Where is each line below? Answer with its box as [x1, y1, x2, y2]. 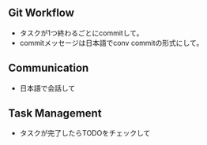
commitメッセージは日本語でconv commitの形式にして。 [19, 38, 204, 47]
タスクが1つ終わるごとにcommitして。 [19, 28, 144, 38]
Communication [8, 61, 89, 75]
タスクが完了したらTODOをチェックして [19, 128, 151, 138]
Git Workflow [8, 6, 75, 20]
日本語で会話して [19, 83, 76, 93]
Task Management [8, 106, 102, 121]
